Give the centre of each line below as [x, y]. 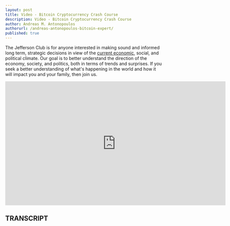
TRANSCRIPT [27, 219]
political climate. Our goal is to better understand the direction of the [76, 58]
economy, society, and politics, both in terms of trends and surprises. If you [84, 64]
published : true [22, 33]
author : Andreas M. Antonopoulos [40, 24]
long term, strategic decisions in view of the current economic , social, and [82, 53]
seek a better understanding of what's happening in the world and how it [81, 69]
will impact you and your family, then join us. [51, 74]
